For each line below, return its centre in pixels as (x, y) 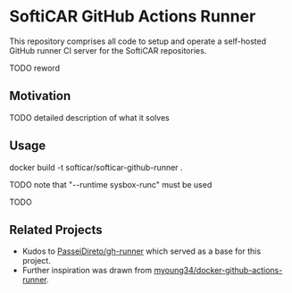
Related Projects (56, 230)
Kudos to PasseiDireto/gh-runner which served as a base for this (142, 251)
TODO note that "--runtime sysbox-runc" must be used (111, 184)
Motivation (40, 96)
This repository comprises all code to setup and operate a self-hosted (138, 41)
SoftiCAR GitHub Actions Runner (133, 17)
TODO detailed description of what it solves (89, 117)
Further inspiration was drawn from (87, 271)
